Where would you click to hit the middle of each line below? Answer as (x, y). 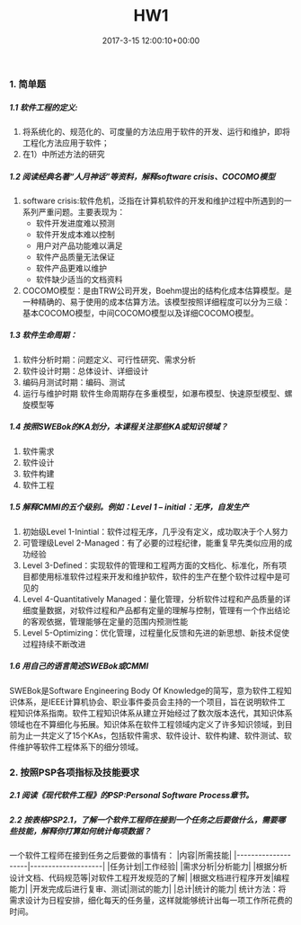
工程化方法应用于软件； (66, 142)
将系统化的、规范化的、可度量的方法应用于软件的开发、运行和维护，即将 (156, 131)
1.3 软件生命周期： (44, 335)
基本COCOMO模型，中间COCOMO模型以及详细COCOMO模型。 (140, 313)
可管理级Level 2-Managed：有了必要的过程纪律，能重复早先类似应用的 (153, 543)
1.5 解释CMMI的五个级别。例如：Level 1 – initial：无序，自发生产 (129, 507)
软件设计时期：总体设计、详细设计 (85, 370)
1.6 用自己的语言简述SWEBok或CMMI (79, 666)
